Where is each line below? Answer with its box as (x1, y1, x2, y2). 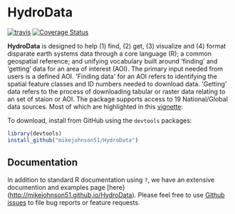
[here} (106, 183, 126, 191)
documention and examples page (7, 183, 105, 191)
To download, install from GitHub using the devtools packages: (7, 116, 192, 125)
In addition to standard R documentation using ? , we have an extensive (7, 175, 215, 184)
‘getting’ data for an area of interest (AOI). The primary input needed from (7, 64, 223, 73)
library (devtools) (7, 130, 62, 137)
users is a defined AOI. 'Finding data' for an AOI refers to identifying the (7, 72, 217, 81)
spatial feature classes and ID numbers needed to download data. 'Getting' (7, 79, 227, 88)
